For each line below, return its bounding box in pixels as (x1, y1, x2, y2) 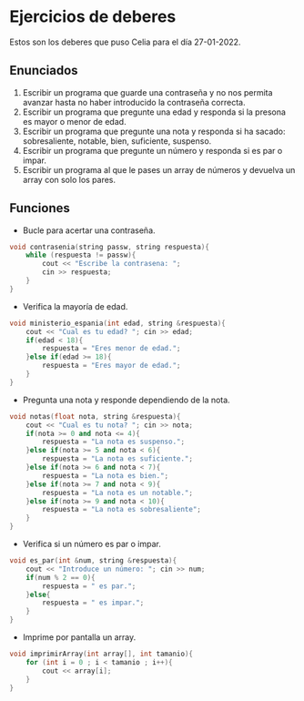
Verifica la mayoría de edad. (22, 300, 128, 311)
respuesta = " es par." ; (42, 581, 137, 591)
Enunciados (9, 63, 79, 78)
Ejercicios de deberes (9, 6, 177, 27)
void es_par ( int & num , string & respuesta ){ (9, 556, 177, 565)
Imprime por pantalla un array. (22, 632, 137, 643)
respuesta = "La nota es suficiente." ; (42, 454, 194, 463)
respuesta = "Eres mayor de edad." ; (42, 361, 181, 371)
